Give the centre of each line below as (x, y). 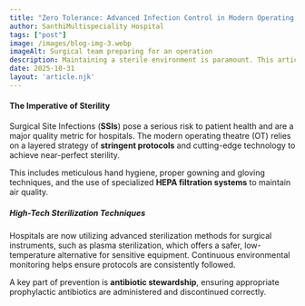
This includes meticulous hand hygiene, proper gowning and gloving (138, 173)
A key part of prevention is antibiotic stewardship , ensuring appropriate (144, 281)
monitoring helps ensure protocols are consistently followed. (123, 264)
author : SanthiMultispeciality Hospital (87, 26)
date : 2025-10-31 (42, 69)
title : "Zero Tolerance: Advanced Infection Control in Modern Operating (152, 18)
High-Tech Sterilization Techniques (78, 212)
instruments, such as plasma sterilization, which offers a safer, (126, 245)
